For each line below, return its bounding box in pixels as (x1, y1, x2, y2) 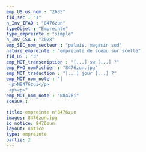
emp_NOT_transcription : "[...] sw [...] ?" (6, 59, 120, 65)
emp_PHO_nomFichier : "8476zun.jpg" (6, 64, 98, 71)
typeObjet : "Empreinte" (6, 25, 68, 32)
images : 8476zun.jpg (6, 115, 58, 121)
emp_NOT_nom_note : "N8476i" (6, 93, 79, 99)
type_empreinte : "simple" (6, 31, 74, 37)
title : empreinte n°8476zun (6, 109, 77, 115)
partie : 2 (6, 137, 31, 143)
